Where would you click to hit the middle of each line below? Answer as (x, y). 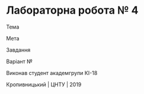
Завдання (18, 50)
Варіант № (19, 61)
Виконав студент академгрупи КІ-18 (52, 73)
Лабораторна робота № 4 (72, 10)
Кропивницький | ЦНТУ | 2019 (44, 84)
